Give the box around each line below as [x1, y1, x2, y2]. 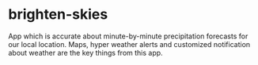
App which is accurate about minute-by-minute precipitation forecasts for [8, 31, 249, 41]
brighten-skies [8, 5, 108, 23]
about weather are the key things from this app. [8, 48, 164, 57]
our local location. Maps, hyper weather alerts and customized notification [8, 39, 251, 49]
